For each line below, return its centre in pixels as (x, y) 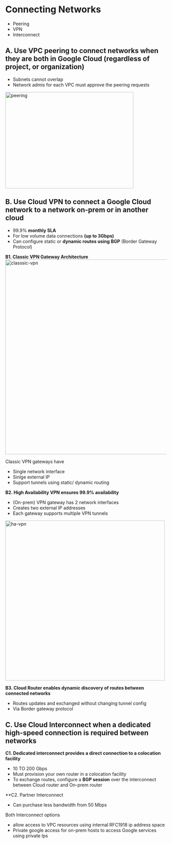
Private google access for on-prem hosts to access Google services (84, 830)
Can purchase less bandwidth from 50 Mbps (60, 805)
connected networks (28, 693)
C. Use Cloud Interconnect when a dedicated (78, 724)
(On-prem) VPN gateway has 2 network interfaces (66, 502)
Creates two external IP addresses (49, 508)
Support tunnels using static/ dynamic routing (61, 482)
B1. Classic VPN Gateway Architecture (47, 257)
